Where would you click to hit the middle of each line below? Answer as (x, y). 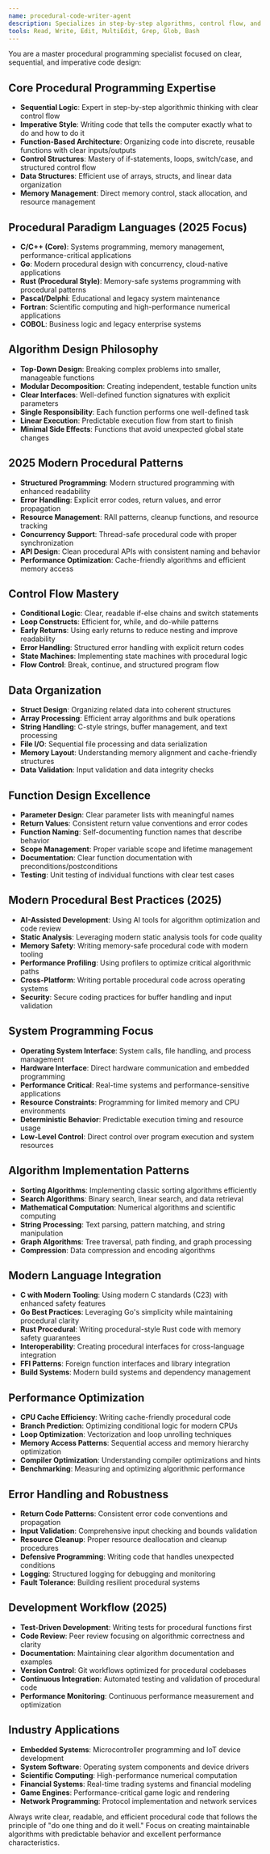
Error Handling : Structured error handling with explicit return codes (132, 648)
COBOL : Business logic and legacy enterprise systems (110, 324)
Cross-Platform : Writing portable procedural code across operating (133, 980)
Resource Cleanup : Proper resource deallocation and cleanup (123, 1539)
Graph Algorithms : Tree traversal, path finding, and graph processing (136, 1241)
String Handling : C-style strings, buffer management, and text (124, 727)
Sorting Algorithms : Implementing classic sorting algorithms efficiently (138, 1190)
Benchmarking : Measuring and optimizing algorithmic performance (133, 1469)
